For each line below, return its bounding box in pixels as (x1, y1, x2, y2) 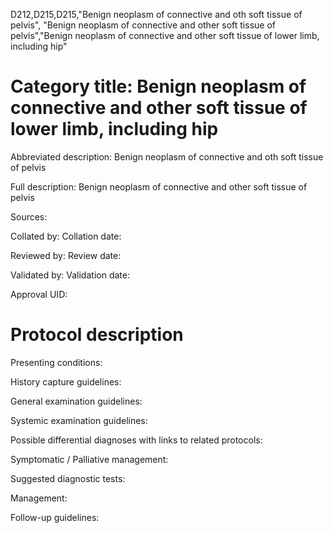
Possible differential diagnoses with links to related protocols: (10, 434, 263, 446)
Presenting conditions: (10, 356, 103, 368)
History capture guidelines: (10, 375, 122, 388)
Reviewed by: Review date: (10, 249, 122, 261)
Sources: (10, 210, 48, 223)
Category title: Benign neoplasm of (10, 75, 307, 98)
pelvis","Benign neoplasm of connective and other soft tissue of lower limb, (10, 30, 320, 41)
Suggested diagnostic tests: (10, 472, 126, 484)
